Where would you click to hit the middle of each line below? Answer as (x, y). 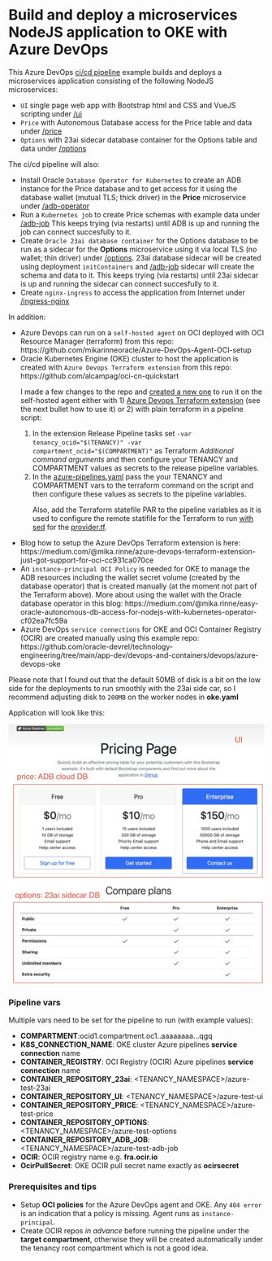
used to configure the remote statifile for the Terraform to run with (143, 518)
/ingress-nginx (45, 301)
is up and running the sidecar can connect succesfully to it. (119, 283)
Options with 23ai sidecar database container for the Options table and (138, 139)
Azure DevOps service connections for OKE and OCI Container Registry (140, 629)
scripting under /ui (51, 114)
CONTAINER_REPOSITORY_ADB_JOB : (85, 1140)
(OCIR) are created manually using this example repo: (110, 637)
